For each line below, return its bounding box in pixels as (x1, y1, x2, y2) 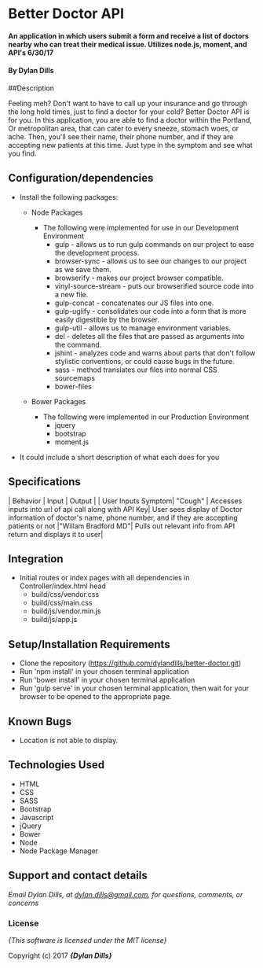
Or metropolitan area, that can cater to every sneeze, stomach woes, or (8, 123, 239, 133)
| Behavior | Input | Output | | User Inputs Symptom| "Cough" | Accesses (8, 496, 243, 506)
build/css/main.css (31, 598, 93, 608)
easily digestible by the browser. (54, 315, 159, 324)
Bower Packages (31, 396, 86, 406)
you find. (8, 149, 37, 158)
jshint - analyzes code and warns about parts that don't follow (54, 348, 256, 358)
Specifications (8, 475, 81, 488)
